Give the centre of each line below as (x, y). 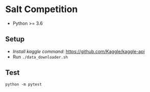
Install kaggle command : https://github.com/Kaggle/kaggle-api (79, 51)
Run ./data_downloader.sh (40, 57)
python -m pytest (24, 84)
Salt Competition (41, 9)
